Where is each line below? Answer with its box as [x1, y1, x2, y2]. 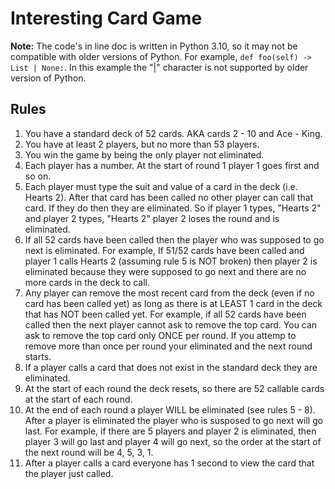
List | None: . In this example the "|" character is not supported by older [10, 61, 309, 73]
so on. [24, 170, 52, 182]
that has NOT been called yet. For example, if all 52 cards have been [24, 308, 307, 320]
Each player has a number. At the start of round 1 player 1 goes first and [24, 159, 320, 171]
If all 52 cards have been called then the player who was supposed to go [24, 233, 325, 246]
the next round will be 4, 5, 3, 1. [24, 446, 154, 458]
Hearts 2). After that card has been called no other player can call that [24, 191, 314, 203]
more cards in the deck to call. [24, 276, 151, 288]
